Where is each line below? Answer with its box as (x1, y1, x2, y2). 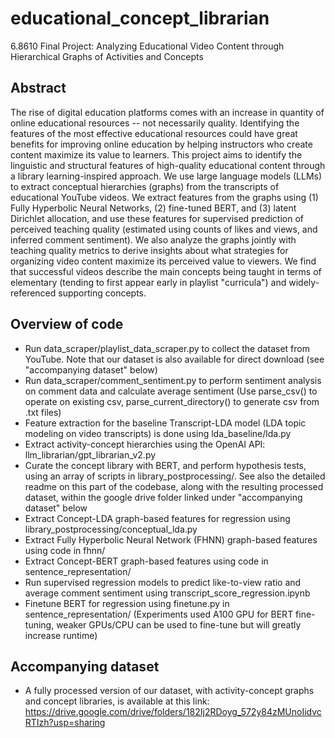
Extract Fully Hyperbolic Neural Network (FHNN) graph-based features (24, 533, 318, 546)
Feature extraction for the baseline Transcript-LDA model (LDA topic (24, 417, 307, 429)
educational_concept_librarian (10, 7, 270, 30)
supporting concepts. (58, 287, 147, 299)
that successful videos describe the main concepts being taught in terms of (10, 265, 322, 277)
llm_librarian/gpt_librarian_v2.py (24, 448, 157, 461)
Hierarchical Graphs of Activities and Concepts (10, 50, 204, 62)
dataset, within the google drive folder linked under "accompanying (24, 491, 303, 503)
